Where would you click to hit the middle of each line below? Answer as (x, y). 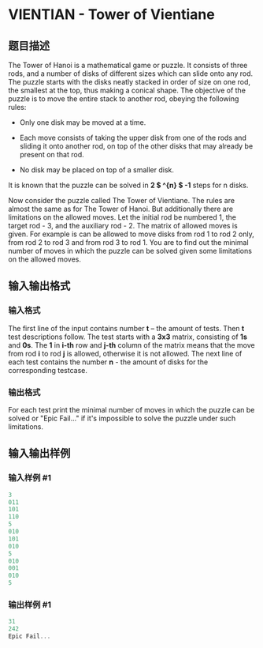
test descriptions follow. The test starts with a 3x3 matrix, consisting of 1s (128, 337)
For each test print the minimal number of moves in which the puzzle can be (131, 409)
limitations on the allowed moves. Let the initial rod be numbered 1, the (122, 217)
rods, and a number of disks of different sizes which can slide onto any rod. (131, 73)
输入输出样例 (39, 453)
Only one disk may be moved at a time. (83, 122)
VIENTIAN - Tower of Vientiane (111, 15)
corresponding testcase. (48, 370)
